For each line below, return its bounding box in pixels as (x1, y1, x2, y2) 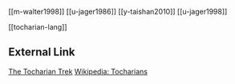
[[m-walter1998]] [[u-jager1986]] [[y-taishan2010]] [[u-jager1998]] (8, 7, 228, 16)
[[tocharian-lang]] (8, 22, 67, 31)
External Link (8, 46, 75, 59)
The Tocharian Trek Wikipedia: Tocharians (8, 66, 148, 76)
